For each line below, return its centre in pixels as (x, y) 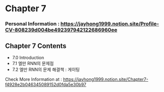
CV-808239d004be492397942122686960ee (61, 30)
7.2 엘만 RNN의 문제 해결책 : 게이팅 (46, 69)
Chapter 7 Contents (36, 46)
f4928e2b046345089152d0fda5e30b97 (46, 84)
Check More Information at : (34, 79)
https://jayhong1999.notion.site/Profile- (110, 24)
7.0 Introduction (28, 57)
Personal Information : (33, 24)
